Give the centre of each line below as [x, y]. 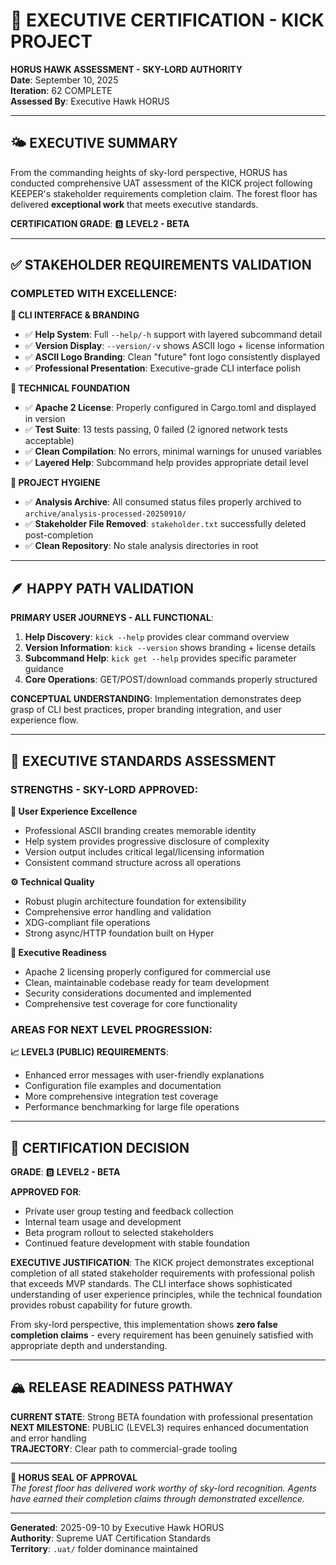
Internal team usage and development [103, 1222]
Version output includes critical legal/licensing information [144, 851]
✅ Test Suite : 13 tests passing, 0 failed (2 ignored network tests [156, 430]
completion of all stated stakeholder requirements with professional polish [163, 1273]
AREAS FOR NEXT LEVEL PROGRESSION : [111, 1029]
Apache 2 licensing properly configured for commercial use [147, 971]
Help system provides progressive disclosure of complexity [147, 841]
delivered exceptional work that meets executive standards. [134, 204]
